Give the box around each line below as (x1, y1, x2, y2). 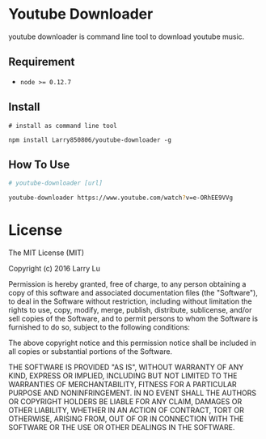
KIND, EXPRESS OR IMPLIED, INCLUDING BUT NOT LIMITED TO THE (8, 371, 238, 381)
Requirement (8, 55, 75, 69)
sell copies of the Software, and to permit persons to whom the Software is (8, 313, 259, 324)
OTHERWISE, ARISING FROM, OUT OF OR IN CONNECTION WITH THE (8, 414, 244, 424)
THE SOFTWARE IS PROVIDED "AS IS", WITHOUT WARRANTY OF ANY (8, 362, 244, 373)
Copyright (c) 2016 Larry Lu (8, 264, 101, 274)
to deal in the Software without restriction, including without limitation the (8, 296, 252, 306)
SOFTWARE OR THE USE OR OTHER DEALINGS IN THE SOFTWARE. (8, 423, 235, 433)
